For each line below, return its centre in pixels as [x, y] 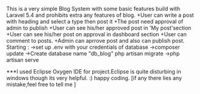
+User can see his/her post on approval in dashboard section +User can [96, 34]
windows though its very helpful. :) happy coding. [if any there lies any [94, 78]
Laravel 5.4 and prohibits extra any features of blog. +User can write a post [100, 15]
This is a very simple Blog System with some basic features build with [93, 9]
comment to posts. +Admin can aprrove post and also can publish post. [95, 41]
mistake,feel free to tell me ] [41, 84]
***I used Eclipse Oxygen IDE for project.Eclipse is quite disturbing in [94, 71]
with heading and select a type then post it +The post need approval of [95, 21]
